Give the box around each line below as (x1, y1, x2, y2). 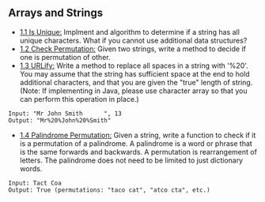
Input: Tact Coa (8, 179, 62, 187)
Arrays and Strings (8, 6, 104, 20)
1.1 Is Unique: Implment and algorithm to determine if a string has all (19, 27, 240, 36)
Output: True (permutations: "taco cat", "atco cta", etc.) (8, 185, 211, 194)
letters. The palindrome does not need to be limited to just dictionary (19, 155, 244, 165)
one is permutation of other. (19, 52, 111, 62)
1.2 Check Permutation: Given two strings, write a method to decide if (19, 43, 247, 54)
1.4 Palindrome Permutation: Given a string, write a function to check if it (19, 130, 256, 140)
